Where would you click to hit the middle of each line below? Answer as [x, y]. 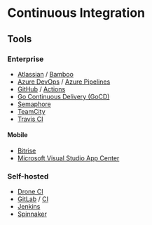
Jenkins [29, 207]
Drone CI [30, 192]
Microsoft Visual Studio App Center [68, 158]
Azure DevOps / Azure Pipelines [64, 82]
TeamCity [31, 111]
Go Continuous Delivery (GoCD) [63, 96]
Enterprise [26, 59]
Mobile [18, 135]
